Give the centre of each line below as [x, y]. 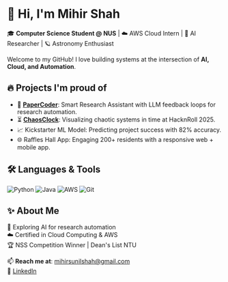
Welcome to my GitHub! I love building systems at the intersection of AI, [108, 59]
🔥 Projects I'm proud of [57, 88]
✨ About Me [33, 211]
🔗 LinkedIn [22, 271]
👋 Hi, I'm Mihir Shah [64, 14]
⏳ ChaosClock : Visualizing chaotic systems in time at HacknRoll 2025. [116, 119]
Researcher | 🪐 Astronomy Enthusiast [60, 43]
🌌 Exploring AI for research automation [61, 227]
